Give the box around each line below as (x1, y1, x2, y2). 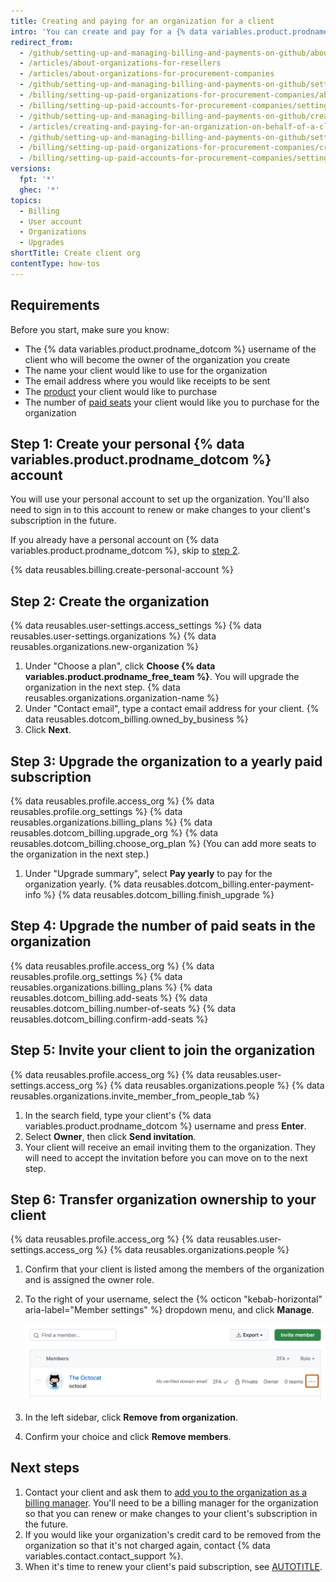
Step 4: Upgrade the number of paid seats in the (10, 918, 316, 935)
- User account (19, 216, 83, 227)
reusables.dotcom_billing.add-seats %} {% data (10, 991, 208, 1004)
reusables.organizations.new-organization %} (10, 641, 199, 653)
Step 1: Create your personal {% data (10, 435, 245, 452)
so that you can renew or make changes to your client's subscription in (24, 1507, 318, 1519)
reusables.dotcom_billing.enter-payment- (143, 878, 315, 890)
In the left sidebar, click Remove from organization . (24, 1411, 239, 1423)
